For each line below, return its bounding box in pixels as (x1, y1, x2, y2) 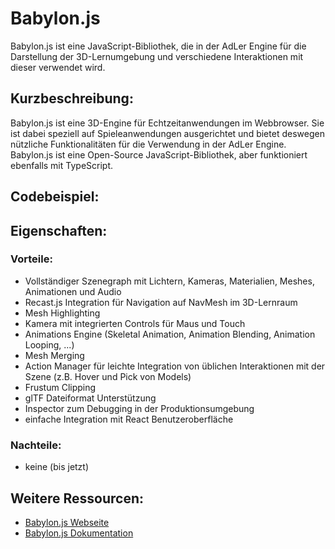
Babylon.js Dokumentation (24, 527, 134, 539)
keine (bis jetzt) (24, 461, 90, 473)
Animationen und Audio (24, 285, 122, 297)
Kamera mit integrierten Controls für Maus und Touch (24, 317, 246, 329)
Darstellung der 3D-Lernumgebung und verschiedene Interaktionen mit (10, 50, 304, 62)
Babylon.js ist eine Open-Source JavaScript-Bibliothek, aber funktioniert (10, 148, 308, 161)
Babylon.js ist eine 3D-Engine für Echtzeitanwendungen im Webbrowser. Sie (10, 117, 325, 129)
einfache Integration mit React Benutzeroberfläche (24, 413, 234, 425)
